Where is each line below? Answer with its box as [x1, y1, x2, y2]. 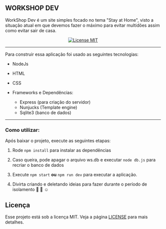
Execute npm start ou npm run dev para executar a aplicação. [12, 172, 137, 178]
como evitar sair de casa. [5, 27, 57, 34]
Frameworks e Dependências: [12, 89, 74, 95]
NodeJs [12, 61, 29, 67]
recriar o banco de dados [12, 162, 64, 168]
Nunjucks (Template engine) [19, 104, 78, 110]
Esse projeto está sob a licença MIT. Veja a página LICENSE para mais [5, 214, 148, 220]
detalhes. [5, 219, 24, 225]
